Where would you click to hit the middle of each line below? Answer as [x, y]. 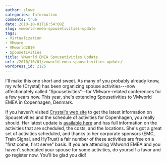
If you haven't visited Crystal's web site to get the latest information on [79, 112]
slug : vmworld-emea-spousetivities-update [50, 29]
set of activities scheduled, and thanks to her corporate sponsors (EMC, [80, 134]
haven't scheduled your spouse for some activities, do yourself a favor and [83, 150]
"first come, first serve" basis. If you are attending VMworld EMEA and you [83, 144]
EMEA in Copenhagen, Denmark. [39, 102]
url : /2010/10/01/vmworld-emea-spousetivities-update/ [64, 62]
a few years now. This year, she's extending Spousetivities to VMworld [79, 97]
